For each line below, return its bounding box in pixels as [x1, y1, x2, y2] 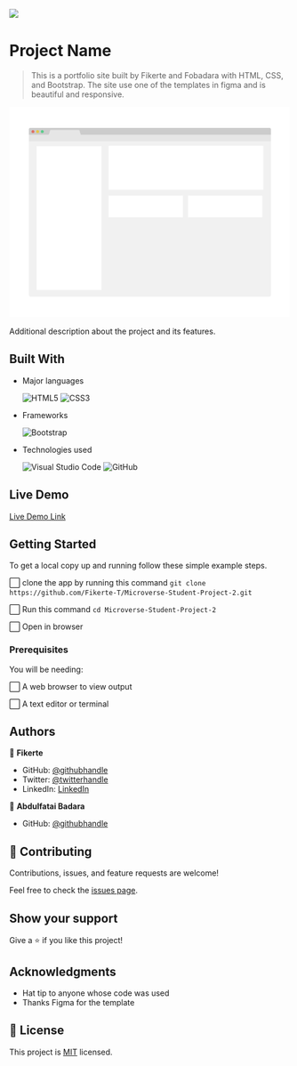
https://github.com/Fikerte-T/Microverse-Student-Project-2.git [9, 588, 253, 598]
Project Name [9, 41, 112, 61]
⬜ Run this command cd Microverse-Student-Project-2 [9, 604, 216, 615]
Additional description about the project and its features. [9, 326, 216, 336]
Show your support [9, 910, 118, 925]
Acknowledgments [9, 964, 117, 979]
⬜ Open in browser [9, 621, 84, 632]
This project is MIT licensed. [9, 1046, 113, 1057]
